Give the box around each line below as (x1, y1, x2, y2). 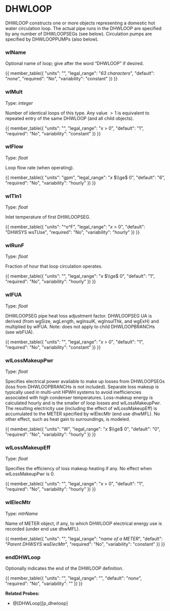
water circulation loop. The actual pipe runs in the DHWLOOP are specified (5, 25, 161, 31)
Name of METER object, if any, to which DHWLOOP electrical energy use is (5, 520, 162, 527)
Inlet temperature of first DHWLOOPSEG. (5, 214, 91, 220)
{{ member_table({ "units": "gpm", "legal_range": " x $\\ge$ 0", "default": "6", (5, 174, 165, 181)
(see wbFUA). (5, 329, 34, 335)
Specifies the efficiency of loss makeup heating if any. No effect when (5, 465, 152, 472)
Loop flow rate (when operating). (5, 164, 75, 170)
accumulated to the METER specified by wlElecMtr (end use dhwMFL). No (5, 411, 160, 417)
